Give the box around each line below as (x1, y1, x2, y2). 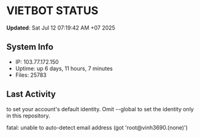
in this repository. (6, 112, 50, 119)
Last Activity (6, 89, 56, 100)
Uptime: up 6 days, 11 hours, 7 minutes (15, 65, 113, 72)
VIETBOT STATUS (6, 4, 99, 18)
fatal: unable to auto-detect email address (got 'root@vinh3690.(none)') (6, 123, 188, 131)
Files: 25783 (15, 71, 47, 79)
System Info (6, 42, 54, 52)
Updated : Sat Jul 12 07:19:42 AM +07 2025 (6, 24, 115, 31)
